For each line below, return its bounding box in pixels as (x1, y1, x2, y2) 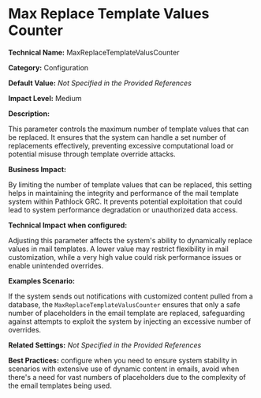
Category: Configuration (8, 62, 89, 72)
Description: (8, 108, 50, 118)
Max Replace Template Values (8, 5, 210, 23)
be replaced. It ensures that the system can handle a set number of (8, 132, 227, 142)
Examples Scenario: (8, 276, 76, 285)
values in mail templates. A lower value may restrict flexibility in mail (8, 244, 229, 253)
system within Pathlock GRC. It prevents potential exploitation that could (8, 197, 243, 206)
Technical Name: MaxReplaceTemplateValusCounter (8, 47, 180, 57)
